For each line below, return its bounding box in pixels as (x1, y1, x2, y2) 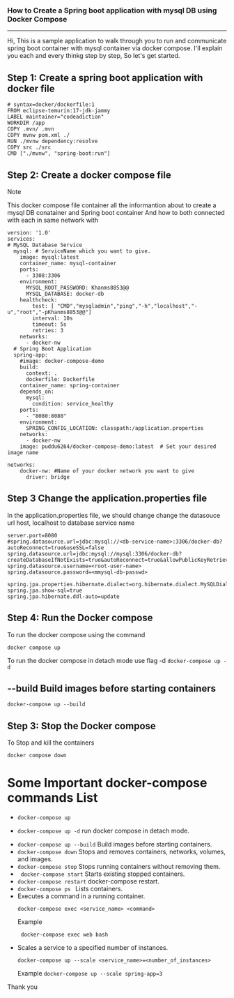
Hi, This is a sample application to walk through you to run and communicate (7, 37, 227, 45)
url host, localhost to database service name (7, 519, 135, 527)
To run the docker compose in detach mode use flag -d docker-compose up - (7, 656, 227, 664)
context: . (25, 369, 58, 377)
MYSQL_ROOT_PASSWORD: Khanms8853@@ (25, 284, 130, 291)
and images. (17, 855, 54, 863)
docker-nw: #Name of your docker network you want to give (19, 467, 195, 475)
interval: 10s (32, 315, 73, 322)
